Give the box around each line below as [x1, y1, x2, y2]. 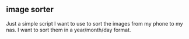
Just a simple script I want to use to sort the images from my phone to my [6, 20, 183, 27]
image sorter [6, 5, 54, 15]
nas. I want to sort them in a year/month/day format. [6, 26, 131, 33]
